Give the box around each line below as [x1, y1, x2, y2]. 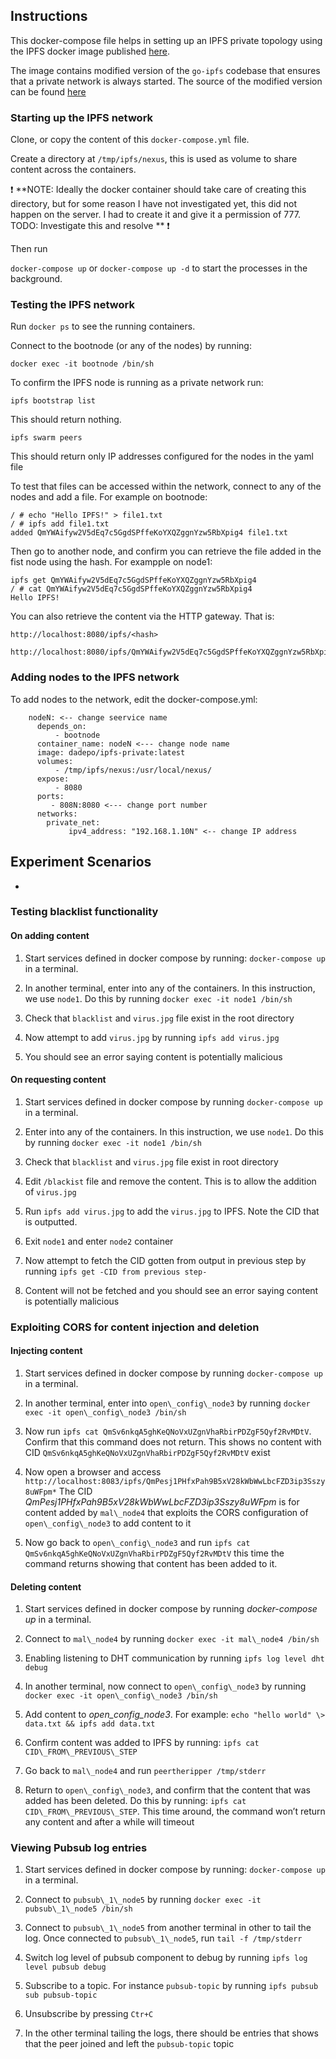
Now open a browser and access [24, 1465, 162, 1478]
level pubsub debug [24, 1962, 107, 1973]
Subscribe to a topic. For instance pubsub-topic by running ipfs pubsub [24, 1980, 319, 1992]
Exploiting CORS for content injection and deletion [10, 1320, 260, 1334]
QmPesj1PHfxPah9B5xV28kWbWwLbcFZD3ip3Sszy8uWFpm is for [24, 1495, 300, 1508]
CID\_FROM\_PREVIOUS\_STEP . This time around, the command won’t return [24, 1805, 326, 1818]
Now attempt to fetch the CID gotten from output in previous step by [24, 1254, 307, 1266]
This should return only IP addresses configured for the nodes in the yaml [10, 450, 314, 463]
